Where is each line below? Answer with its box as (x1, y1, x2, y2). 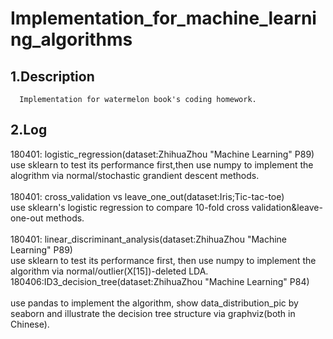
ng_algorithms (10, 28, 133, 51)
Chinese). (10, 318, 50, 330)
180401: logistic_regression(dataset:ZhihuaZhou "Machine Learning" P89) (10, 148, 315, 160)
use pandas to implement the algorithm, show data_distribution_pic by (10, 297, 299, 309)
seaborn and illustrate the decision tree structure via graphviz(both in (10, 307, 296, 319)
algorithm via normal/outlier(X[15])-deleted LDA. (10, 265, 209, 277)
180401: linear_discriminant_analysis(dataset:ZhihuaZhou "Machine (10, 233, 288, 245)
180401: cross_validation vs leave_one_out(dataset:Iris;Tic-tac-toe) (10, 190, 285, 202)
